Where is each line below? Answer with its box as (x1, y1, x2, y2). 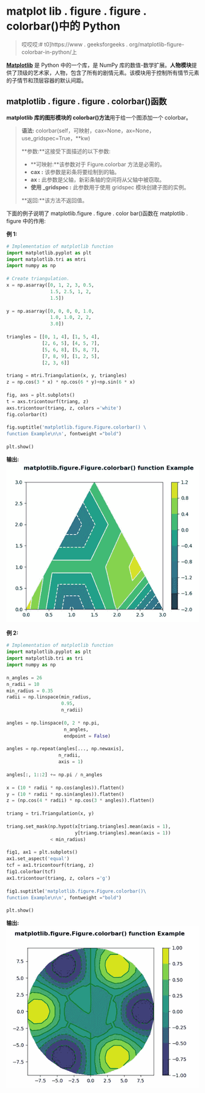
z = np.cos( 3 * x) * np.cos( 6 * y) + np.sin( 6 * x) (6, 379, 136, 386)
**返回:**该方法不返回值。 (21, 196, 88, 204)
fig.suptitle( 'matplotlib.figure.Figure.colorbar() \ (6, 424, 147, 430)
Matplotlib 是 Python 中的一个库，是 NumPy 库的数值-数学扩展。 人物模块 (6, 61, 192, 69)
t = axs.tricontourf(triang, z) (6, 398, 89, 405)
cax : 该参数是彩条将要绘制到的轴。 (30, 168, 121, 175)
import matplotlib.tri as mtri (6, 256, 86, 262)
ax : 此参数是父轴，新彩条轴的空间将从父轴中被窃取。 (30, 176, 165, 183)
